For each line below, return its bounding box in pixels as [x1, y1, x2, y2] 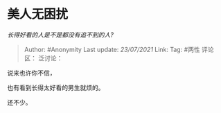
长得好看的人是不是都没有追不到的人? [7, 31, 114, 39]
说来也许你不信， [7, 69, 56, 77]
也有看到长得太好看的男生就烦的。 [7, 83, 105, 92]
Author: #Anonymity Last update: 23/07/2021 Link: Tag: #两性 [24, 45, 201, 53]
